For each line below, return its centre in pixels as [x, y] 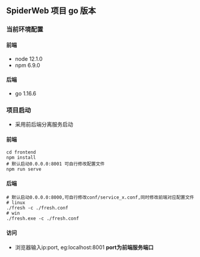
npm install [21, 158]
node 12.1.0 [29, 58]
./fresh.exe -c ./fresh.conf [43, 218]
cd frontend [21, 152]
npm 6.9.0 [27, 65]
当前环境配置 [25, 29]
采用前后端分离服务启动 [44, 125]
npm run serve [24, 169]
